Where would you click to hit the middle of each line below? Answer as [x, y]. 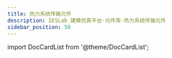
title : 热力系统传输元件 [39, 14]
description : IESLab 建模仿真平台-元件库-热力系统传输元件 [87, 21]
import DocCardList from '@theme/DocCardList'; [78, 47]
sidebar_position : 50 [39, 27]
